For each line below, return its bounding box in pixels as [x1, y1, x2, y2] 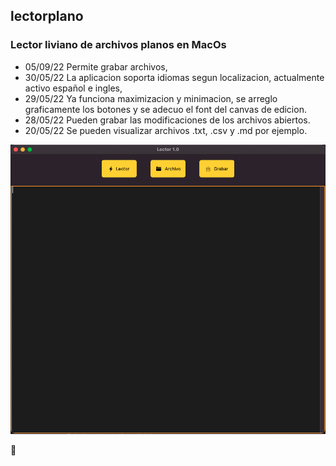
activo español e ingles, [24, 82, 123, 94]
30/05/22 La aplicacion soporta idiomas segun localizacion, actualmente [24, 71, 325, 83]
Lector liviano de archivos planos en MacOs [10, 38, 227, 52]
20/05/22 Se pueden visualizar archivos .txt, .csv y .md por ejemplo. [24, 124, 308, 136]
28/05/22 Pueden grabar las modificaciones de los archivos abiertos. [24, 114, 311, 126]
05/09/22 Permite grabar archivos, [24, 60, 168, 73]
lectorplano [10, 8, 84, 25]
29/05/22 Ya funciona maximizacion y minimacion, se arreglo [24, 92, 278, 104]
